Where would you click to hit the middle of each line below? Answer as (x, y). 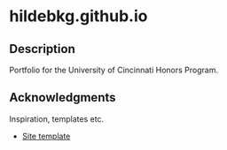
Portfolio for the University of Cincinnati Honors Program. (114, 70)
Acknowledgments (63, 97)
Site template (46, 136)
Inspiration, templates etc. (57, 119)
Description (42, 49)
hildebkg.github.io (78, 16)
